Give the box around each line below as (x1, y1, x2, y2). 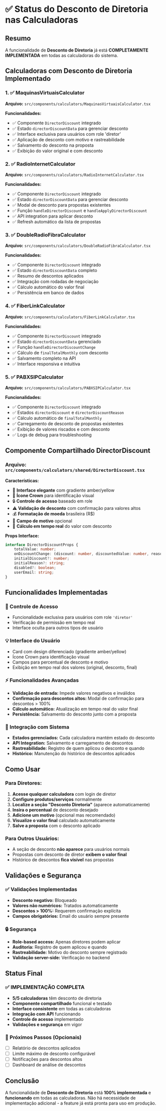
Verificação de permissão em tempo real (12, 619, 95, 625)
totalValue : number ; (14, 547, 56, 552)
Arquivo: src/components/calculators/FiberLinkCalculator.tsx (5, 314, 135, 320)
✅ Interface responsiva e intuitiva (12, 361, 81, 367)
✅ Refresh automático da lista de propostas (12, 219, 101, 224)
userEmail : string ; (14, 570, 54, 575)
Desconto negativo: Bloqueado (12, 897, 77, 903)
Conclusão (5, 1076, 40, 1085)
